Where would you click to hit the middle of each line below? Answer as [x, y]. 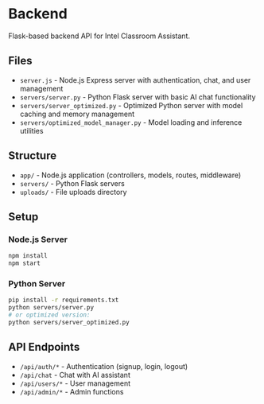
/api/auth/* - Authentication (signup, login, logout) [104, 366]
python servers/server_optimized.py [69, 322]
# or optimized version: [49, 315]
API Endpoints [44, 347]
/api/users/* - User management [75, 383]
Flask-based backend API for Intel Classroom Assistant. [99, 36]
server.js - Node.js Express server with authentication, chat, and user [135, 80]
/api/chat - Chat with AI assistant [75, 375]
